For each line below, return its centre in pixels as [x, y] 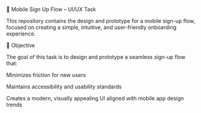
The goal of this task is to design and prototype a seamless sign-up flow [96, 57]
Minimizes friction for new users [46, 75]
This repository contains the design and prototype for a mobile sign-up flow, [101, 21]
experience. [21, 34]
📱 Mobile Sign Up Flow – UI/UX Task [51, 9]
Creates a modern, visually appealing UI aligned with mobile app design [95, 98]
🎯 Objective [20, 45]
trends [14, 105]
